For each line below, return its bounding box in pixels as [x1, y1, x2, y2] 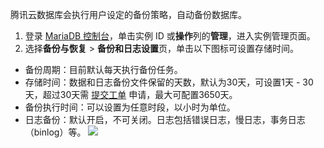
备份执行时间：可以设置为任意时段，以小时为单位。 [24, 101, 236, 113]
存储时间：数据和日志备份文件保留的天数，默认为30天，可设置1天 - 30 [24, 76, 314, 88]
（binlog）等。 [24, 126, 87, 138]
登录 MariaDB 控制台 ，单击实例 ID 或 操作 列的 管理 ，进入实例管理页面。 [24, 30, 316, 42]
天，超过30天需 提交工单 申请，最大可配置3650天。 [24, 89, 238, 100]
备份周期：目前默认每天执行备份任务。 [24, 64, 183, 75]
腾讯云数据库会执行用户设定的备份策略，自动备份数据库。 [10, 9, 247, 20]
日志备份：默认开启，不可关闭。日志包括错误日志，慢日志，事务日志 [24, 114, 306, 125]
